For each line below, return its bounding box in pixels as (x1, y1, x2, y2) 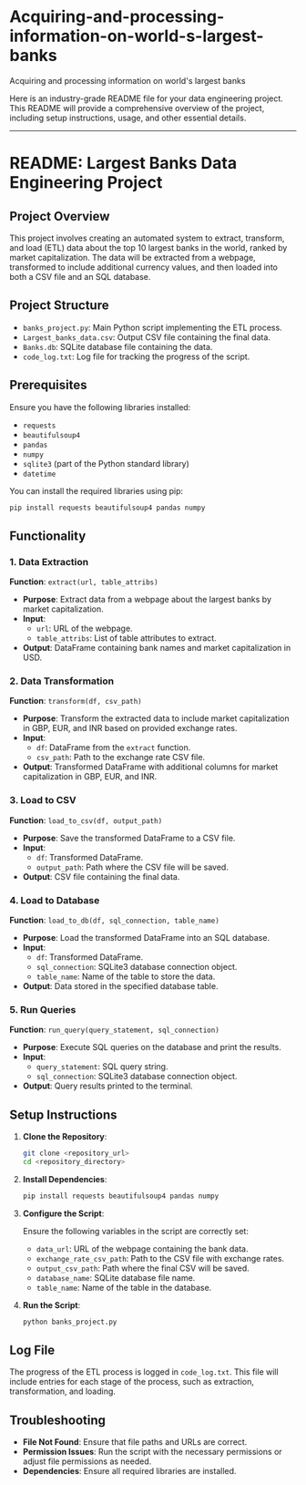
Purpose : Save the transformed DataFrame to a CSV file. (22, 832, 236, 843)
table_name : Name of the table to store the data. (36, 971, 216, 982)
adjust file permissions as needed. (22, 1456, 152, 1467)
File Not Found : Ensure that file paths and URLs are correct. (22, 1437, 248, 1448)
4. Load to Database (9, 893, 100, 906)
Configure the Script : (22, 1208, 105, 1219)
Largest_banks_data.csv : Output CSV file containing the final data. (22, 331, 271, 343)
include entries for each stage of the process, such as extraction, (9, 1377, 255, 1387)
